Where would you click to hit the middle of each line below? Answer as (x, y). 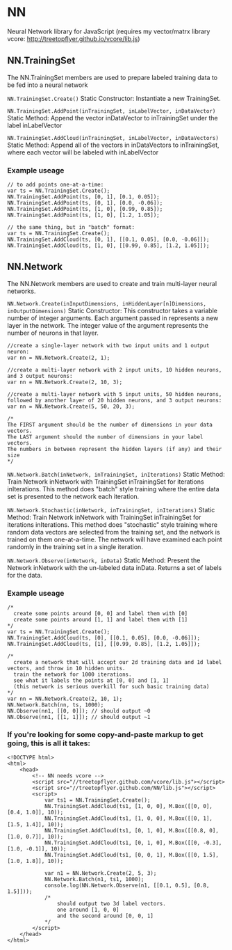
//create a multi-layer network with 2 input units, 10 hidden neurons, (115, 370)
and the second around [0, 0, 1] (105, 916)
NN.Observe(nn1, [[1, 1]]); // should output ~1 (79, 718)
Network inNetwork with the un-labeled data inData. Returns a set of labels (115, 567)
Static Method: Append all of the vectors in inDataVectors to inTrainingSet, (114, 145)
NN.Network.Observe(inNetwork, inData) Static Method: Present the (104, 560)
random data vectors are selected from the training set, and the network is (114, 532)
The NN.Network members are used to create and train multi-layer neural (112, 283)
